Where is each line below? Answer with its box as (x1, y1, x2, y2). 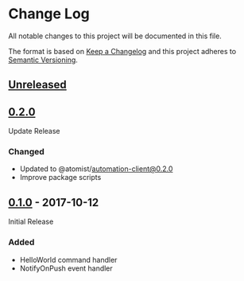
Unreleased (8, 78, 68, 92)
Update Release (8, 127, 61, 136)
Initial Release (8, 217, 54, 227)
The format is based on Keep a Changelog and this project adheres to (8, 46, 237, 56)
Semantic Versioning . (8, 55, 78, 64)
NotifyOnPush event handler (19, 263, 113, 273)
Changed (8, 146, 45, 158)
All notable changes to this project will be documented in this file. (8, 31, 223, 41)
